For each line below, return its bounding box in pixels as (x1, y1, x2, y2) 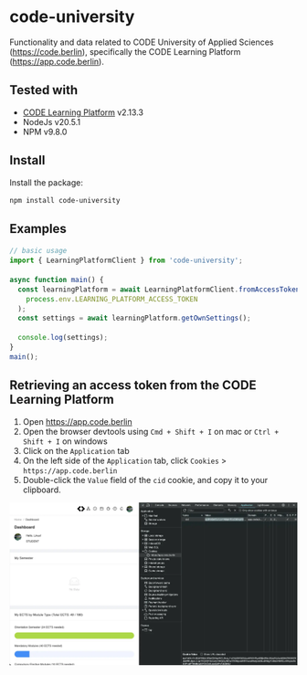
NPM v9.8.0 (22, 126, 68, 137)
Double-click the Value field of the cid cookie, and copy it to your (22, 474, 269, 485)
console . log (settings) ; (17, 333, 108, 343)
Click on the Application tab (22, 445, 130, 456)
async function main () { (9, 275, 104, 284)
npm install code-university (9, 195, 121, 205)
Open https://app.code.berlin (22, 416, 132, 427)
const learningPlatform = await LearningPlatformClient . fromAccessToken (17, 285, 301, 294)
